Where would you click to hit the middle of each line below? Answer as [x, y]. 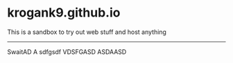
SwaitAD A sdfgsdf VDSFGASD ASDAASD [67, 52]
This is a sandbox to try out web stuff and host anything [87, 32]
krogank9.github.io [64, 13]
